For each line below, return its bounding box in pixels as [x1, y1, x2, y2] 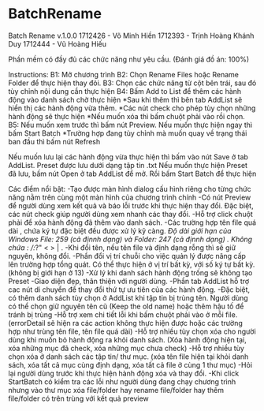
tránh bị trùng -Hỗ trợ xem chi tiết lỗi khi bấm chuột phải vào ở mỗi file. [8, 309, 238, 319]
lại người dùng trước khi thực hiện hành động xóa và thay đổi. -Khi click [8, 368, 240, 378]
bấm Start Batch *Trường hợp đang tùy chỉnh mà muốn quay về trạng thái [8, 128, 247, 138]
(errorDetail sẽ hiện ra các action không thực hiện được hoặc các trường [8, 318, 243, 327]
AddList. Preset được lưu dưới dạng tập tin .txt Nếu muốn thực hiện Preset [8, 160, 248, 170]
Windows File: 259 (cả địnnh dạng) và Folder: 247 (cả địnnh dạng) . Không [8, 234, 253, 244]
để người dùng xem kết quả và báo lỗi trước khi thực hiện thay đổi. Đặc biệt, [8, 200, 254, 210]
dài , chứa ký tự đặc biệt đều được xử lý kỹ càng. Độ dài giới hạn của [8, 226, 232, 235]
